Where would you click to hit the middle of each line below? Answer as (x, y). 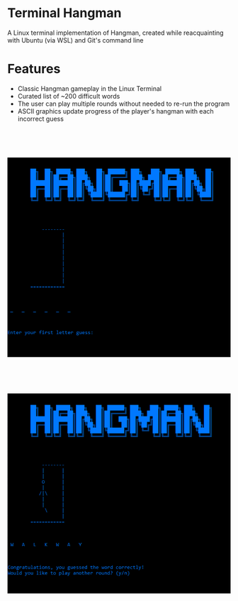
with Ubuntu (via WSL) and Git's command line (75, 40)
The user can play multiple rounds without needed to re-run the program (124, 104)
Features (34, 69)
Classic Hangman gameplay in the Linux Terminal (89, 88)
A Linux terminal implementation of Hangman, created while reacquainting (116, 33)
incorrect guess (40, 118)
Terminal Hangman (64, 13)
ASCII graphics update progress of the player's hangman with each (115, 111)
